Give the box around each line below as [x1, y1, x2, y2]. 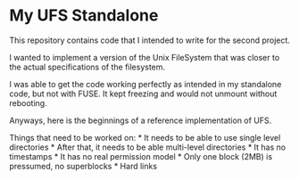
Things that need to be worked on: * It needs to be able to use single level [9, 132, 281, 143]
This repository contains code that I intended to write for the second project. [9, 35, 290, 45]
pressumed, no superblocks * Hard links [9, 160, 158, 171]
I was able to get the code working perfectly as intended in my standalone [9, 78, 282, 89]
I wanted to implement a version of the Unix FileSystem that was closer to [9, 52, 280, 62]
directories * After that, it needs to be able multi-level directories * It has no [9, 142, 287, 152]
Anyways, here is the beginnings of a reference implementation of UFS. [9, 115, 272, 126]
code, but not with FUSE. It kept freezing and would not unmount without [9, 88, 278, 99]
